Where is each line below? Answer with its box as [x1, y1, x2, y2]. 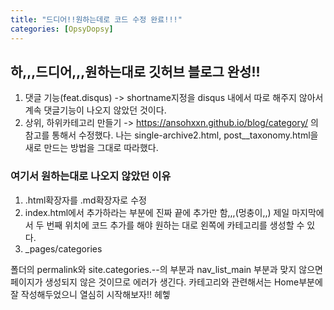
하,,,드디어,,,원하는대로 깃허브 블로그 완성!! [10, 63, 261, 80]
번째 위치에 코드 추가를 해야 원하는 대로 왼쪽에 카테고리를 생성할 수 [46, 219, 305, 231]
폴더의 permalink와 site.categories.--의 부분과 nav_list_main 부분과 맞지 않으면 [10, 263, 323, 275]
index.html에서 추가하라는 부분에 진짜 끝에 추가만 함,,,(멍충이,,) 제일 [24, 206, 290, 218]
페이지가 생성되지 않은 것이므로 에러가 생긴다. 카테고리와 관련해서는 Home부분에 [10, 276, 323, 288]
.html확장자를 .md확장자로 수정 [24, 194, 147, 206]
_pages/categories [24, 242, 103, 255]
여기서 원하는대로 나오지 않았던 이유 [10, 169, 172, 183]
